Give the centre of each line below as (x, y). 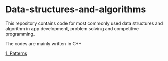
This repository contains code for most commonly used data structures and (84, 23)
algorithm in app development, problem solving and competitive (72, 28)
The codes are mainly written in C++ (43, 43)
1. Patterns (16, 53)
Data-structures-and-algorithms (76, 9)
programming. (20, 34)
